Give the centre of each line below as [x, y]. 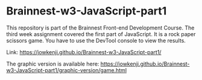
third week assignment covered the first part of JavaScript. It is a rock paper [101, 34]
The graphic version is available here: [53, 64]
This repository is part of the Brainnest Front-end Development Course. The [100, 28]
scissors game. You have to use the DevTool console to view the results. [96, 40]
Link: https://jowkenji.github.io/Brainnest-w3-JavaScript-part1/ [84, 52]
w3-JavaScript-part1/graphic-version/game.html [67, 70]
